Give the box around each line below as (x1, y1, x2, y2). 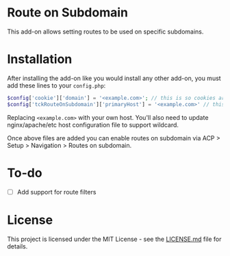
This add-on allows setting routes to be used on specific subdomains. (7, 27, 204, 36)
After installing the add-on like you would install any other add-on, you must (7, 74, 221, 82)
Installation (7, 51, 73, 67)
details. (7, 242, 28, 251)
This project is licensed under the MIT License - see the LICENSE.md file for (7, 235, 222, 243)
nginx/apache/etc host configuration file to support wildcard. (7, 120, 179, 129)
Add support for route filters (16, 188, 97, 196)
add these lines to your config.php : (7, 81, 106, 90)
